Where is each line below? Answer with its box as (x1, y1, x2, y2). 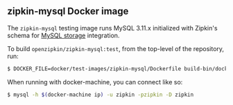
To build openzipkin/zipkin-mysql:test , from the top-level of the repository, (7, 44, 224, 52)
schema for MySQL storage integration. (7, 31, 120, 39)
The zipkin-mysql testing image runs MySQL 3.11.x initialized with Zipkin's (7, 23, 218, 32)
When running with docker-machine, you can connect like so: (7, 77, 183, 86)
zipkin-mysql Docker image (7, 6, 129, 17)
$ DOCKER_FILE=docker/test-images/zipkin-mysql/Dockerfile (7, 65, 182, 72)
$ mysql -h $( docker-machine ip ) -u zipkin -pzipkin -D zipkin (7, 91, 194, 98)
